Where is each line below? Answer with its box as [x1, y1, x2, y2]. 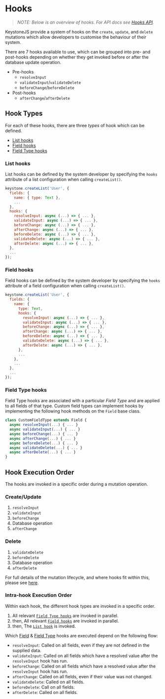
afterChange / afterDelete [19, 95, 70, 101]
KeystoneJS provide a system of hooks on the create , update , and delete [5, 29, 153, 35]
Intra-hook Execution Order [5, 592, 72, 599]
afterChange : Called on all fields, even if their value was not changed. [12, 673, 153, 679]
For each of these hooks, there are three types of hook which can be [5, 122, 145, 128]
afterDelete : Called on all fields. [12, 689, 78, 695]
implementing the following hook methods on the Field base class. [5, 408, 141, 414]
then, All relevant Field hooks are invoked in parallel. [12, 618, 119, 624]
